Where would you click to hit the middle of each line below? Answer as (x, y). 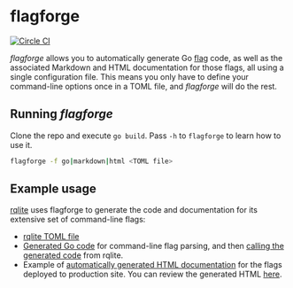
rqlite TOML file (51, 237)
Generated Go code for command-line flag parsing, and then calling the (153, 246)
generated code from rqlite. (73, 255)
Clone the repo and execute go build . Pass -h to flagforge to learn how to (146, 136)
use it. (21, 144)
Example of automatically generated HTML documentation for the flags (152, 265)
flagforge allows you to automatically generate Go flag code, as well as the (146, 58)
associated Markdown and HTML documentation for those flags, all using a (147, 67)
